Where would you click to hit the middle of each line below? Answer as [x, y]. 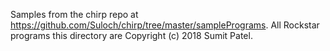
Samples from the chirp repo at [74, 14]
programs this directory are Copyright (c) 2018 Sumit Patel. [131, 35]
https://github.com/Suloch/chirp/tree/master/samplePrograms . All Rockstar [165, 25]
